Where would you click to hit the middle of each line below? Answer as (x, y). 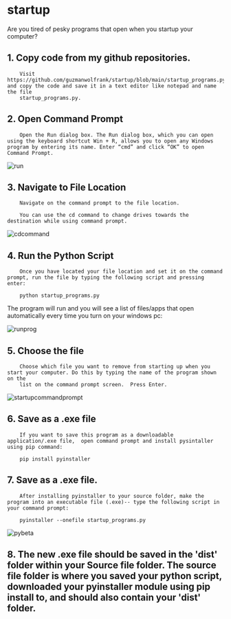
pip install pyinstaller (55, 459)
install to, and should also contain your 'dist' (104, 598)
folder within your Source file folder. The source (112, 566)
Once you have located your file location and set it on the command (121, 272)
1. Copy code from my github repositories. (99, 58)
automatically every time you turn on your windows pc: (85, 316)
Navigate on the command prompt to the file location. (100, 203)
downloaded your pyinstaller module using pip (109, 587)
